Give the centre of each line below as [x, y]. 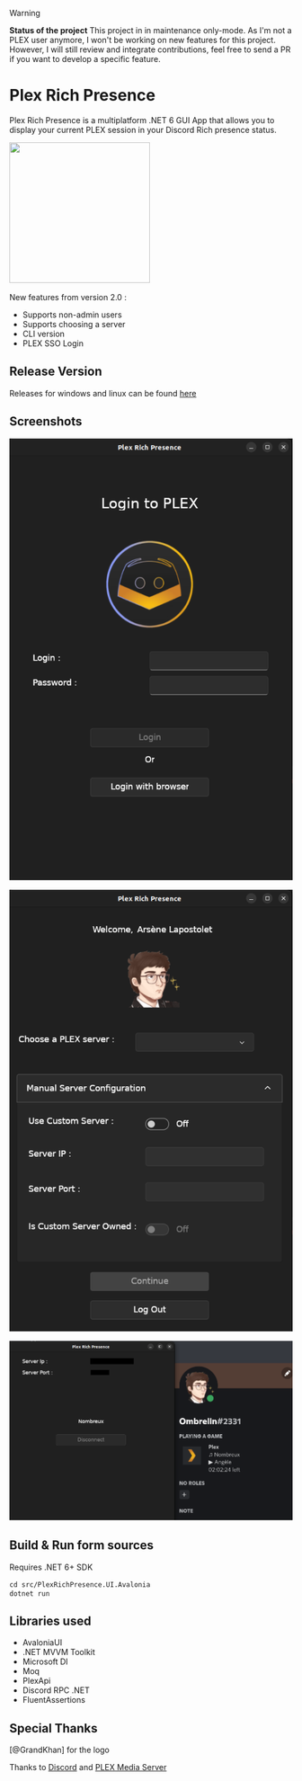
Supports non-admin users [72, 315]
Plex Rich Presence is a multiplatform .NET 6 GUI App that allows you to [142, 120]
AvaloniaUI [42, 1643]
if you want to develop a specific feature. [85, 59]
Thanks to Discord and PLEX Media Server [88, 1768]
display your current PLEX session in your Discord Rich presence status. [143, 129]
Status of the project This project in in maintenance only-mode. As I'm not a [151, 30]
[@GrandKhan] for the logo [60, 1750]
